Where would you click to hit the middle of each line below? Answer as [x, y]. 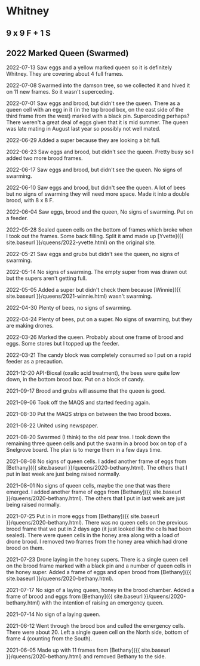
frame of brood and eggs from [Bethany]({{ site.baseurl [75, 596]
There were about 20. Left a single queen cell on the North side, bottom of [98, 632]
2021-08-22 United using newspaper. [52, 425]
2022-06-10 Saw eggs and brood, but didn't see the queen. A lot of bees [96, 188]
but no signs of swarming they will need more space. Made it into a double [98, 194]
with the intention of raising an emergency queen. [103, 603]
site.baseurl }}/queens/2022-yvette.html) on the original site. [81, 242]
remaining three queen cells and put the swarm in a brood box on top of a [97, 443]
